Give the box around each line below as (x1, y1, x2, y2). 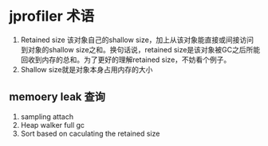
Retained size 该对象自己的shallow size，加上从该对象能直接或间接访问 (20, 35, 254, 44)
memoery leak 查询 (9, 90, 106, 104)
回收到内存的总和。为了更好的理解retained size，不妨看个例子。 (20, 55, 231, 64)
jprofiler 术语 (9, 7, 95, 25)
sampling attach (20, 112, 74, 121)
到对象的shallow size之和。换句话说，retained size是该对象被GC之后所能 (20, 44, 261, 54)
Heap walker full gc (20, 120, 85, 129)
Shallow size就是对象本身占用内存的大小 (20, 64, 153, 74)
